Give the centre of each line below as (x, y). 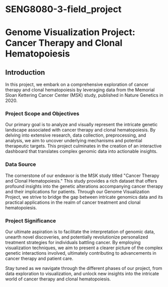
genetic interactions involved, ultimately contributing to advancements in (81, 253)
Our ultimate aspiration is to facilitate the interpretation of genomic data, (80, 232)
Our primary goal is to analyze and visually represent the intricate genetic (81, 125)
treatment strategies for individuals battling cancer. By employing (73, 243)
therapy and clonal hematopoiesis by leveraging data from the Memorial (80, 90)
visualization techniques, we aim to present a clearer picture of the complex (84, 248)
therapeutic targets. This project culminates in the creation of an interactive (83, 146)
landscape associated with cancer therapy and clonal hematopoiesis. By (80, 130)
